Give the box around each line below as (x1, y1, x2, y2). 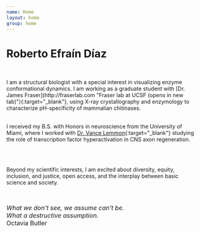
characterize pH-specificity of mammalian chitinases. (6, 104, 141, 112)
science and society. (6, 179, 59, 186)
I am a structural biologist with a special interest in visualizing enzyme (6, 79, 182, 86)
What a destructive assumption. (6, 211, 99, 220)
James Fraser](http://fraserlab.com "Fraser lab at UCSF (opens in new (6, 92, 183, 99)
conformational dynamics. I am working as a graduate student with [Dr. (6, 85, 185, 92)
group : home (6, 20, 37, 26)
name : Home (6, 9, 34, 15)
